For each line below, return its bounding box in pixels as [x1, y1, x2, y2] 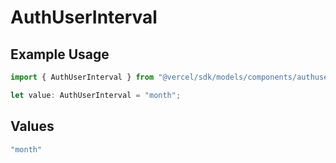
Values [10, 118, 55, 135]
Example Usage [10, 46, 110, 63]
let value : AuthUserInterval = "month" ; [10, 90, 182, 100]
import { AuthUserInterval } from [10, 72, 155, 82]
